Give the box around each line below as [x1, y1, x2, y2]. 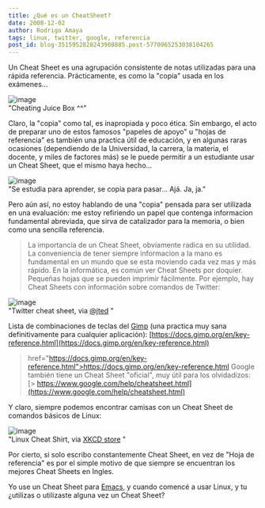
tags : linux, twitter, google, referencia [8, 33, 150, 42]
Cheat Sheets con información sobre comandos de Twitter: [27, 282, 221, 292]
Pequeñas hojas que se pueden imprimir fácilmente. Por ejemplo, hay [27, 274, 255, 283]
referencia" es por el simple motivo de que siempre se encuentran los [8, 458, 236, 468]
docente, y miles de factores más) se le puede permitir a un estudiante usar [8, 152, 255, 162]
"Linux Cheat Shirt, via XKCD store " [8, 434, 127, 444]
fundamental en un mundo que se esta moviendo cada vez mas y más [27, 257, 256, 267]
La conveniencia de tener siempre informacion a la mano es [27, 248, 223, 258]
